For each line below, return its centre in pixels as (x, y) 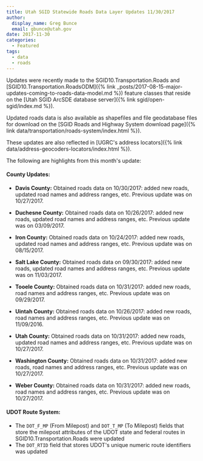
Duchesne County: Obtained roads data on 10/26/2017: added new (99, 213)
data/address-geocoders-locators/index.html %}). (69, 149)
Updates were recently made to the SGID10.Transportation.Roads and (93, 80)
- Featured (25, 46)
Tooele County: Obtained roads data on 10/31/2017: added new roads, (103, 287)
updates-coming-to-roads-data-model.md (59, 93)
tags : (13, 52)
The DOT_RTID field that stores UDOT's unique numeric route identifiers (103, 445)
